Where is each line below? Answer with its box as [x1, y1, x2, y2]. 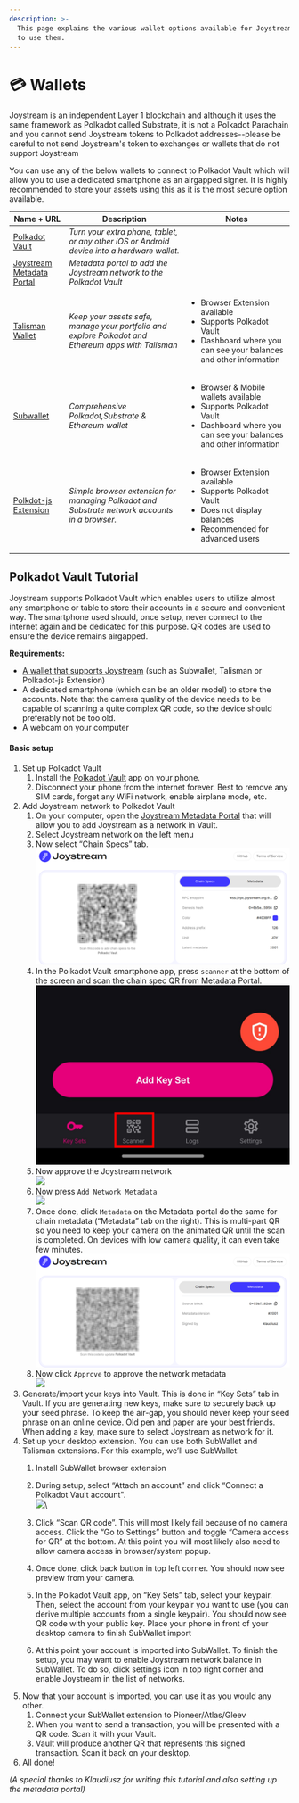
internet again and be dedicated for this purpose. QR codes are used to [9, 621, 271, 633]
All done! [21, 1757, 55, 1767]
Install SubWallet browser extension [35, 1462, 166, 1473]
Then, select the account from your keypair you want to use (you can [35, 1599, 289, 1609]
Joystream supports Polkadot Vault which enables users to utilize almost [9, 593, 276, 604]
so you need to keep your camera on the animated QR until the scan [35, 1225, 286, 1236]
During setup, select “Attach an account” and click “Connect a [35, 1479, 264, 1490]
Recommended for [200, 524, 270, 534]
